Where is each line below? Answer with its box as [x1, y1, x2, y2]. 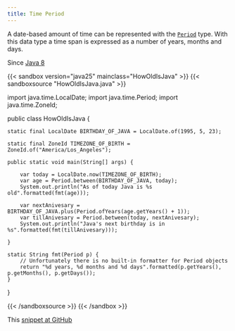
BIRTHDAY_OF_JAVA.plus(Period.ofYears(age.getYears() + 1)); [7, 208, 191, 215]
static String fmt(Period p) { [7, 251, 99, 258]
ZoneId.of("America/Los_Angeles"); [7, 146, 112, 154]
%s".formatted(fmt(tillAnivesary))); [7, 226, 118, 233]
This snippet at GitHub [7, 315, 72, 324]
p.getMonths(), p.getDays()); [7, 269, 96, 277]
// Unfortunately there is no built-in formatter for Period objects [20, 257, 229, 264]
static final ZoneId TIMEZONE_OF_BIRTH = [7, 140, 131, 147]
